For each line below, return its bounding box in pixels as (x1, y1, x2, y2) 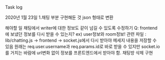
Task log (5, 4, 23, 10)
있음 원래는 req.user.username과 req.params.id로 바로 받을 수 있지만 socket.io (5, 44, 160, 49)
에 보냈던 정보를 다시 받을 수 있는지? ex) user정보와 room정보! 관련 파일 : (5, 31, 147, 37)
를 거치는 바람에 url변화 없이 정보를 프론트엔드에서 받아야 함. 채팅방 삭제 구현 (5, 50, 153, 56)
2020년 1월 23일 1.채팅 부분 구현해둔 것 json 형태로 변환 (5, 14, 114, 20)
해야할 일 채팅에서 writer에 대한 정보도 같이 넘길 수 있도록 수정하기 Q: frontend (5, 25, 158, 31)
